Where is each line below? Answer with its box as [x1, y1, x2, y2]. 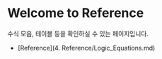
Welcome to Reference [7, 5, 144, 21]
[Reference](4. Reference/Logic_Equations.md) [17, 43, 156, 52]
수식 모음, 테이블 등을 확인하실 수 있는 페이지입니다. [7, 29, 149, 38]
